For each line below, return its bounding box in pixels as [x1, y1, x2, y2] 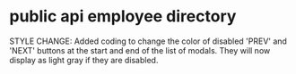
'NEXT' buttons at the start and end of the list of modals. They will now [9, 45, 271, 55]
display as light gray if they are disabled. [9, 54, 159, 65]
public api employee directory [9, 6, 237, 27]
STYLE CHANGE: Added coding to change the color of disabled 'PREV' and [9, 36, 287, 46]
